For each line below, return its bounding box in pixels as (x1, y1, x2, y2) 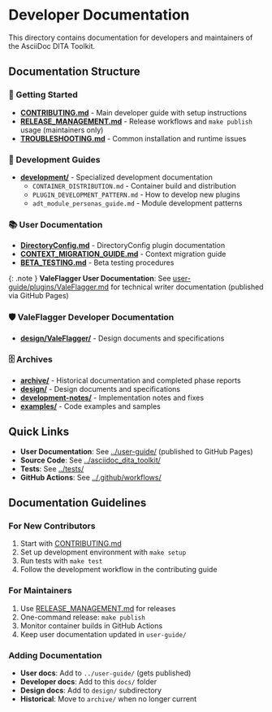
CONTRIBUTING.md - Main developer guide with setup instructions (19, 107, 248, 117)
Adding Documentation (8, 649, 103, 661)
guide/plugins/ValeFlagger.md (8, 282, 110, 292)
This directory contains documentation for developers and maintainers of (8, 33, 253, 42)
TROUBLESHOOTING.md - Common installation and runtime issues (19, 133, 247, 143)
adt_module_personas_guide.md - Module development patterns (32, 198, 243, 208)
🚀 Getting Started (8, 89, 79, 101)
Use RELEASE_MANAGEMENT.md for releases (19, 603, 176, 613)
